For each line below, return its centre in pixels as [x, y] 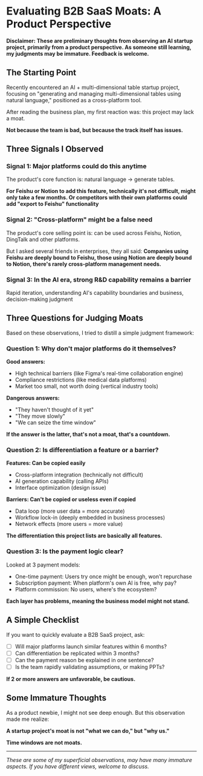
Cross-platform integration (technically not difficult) [79, 475]
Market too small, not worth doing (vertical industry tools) [87, 386]
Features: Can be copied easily [46, 463]
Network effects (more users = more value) [69, 524]
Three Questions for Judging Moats [75, 318]
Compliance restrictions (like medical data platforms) [81, 380]
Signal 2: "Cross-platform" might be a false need [79, 220]
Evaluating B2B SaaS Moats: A [84, 11]
